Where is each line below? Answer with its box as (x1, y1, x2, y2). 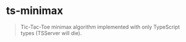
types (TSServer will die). (20, 29, 82, 36)
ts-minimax (6, 4, 63, 17)
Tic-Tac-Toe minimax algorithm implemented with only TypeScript (20, 23, 180, 30)
